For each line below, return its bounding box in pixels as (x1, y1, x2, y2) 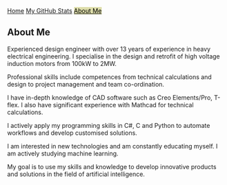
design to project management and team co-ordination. (7, 80, 164, 88)
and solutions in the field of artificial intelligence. (7, 170, 145, 178)
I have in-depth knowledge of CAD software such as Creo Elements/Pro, (7, 93, 213, 102)
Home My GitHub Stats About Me (7, 7, 102, 14)
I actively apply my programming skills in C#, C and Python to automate (7, 121, 210, 129)
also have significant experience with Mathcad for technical (23, 100, 195, 109)
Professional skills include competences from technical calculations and (7, 72, 212, 81)
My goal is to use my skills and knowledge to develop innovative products (7, 162, 217, 171)
